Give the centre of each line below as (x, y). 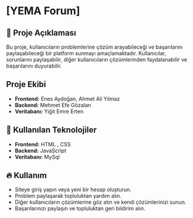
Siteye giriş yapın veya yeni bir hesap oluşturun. (73, 190)
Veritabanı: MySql (37, 157)
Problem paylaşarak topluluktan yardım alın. (68, 196)
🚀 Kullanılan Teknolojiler (52, 130)
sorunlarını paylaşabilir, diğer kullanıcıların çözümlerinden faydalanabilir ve (97, 60)
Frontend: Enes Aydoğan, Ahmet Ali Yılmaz (67, 98)
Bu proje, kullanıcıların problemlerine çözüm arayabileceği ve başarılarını (94, 47)
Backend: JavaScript (40, 150)
